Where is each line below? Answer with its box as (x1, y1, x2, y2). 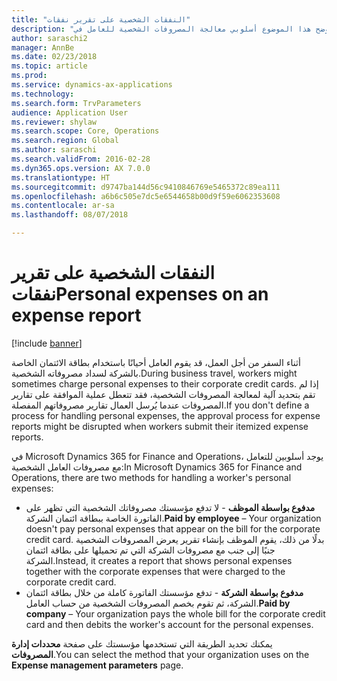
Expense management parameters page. (11, 659, 184, 671)
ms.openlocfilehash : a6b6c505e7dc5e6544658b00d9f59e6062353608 (11, 191, 281, 201)
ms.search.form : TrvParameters (11, 98, 142, 108)
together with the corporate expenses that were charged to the (25, 565, 286, 577)
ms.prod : (11, 71, 48, 81)
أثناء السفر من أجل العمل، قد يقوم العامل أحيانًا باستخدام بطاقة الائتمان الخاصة (11, 356, 301, 368)
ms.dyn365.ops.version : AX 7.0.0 (11, 163, 151, 173)
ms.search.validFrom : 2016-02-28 (11, 154, 151, 164)
